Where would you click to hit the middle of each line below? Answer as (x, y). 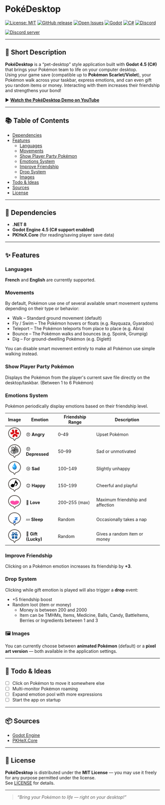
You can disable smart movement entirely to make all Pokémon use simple (80, 349)
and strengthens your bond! (33, 90)
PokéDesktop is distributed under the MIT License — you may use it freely (81, 772)
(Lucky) (34, 539)
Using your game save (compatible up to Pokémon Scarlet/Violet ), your (78, 74)
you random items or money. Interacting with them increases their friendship (82, 85)
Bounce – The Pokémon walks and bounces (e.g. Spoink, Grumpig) (80, 334)
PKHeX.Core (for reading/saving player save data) (63, 235)
